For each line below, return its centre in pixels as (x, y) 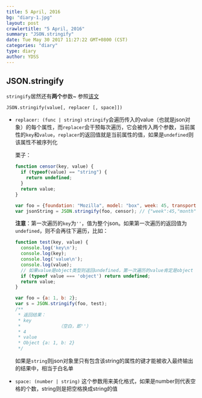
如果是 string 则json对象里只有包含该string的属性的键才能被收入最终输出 (104, 361)
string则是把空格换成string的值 (80, 389)
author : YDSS (23, 57)
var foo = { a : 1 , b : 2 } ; (46, 298)
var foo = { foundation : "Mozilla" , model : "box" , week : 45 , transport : (107, 206)
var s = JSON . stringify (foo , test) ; (61, 304)
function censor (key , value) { (54, 166)
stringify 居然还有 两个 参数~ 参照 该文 (53, 96)
